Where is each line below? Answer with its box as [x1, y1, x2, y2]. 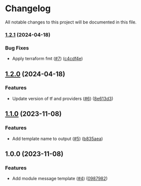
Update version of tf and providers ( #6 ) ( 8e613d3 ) [12, 95, 114, 101]
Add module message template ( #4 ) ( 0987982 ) [12, 176, 108, 182]
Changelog [5, 3, 51, 14]
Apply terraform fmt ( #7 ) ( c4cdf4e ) [12, 56, 83, 62]
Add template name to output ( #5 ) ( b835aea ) [12, 136, 103, 141]
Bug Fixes [5, 45, 29, 51]
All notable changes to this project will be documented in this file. [5, 19, 137, 25]
